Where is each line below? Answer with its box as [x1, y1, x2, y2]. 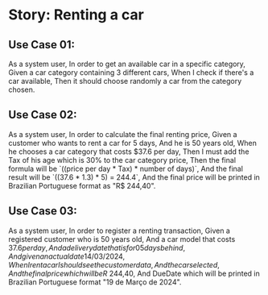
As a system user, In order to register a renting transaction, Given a [8, 226, 231, 235]
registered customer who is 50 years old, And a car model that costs [8, 234, 236, 243]
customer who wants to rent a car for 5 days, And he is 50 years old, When [8, 138, 258, 147]
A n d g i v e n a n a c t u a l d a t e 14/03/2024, [8, 251, 126, 261]
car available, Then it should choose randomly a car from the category [8, 77, 242, 85]
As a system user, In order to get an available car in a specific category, [8, 59, 245, 69]
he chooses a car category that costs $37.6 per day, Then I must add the [8, 147, 249, 156]
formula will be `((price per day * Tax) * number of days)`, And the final [8, 164, 244, 173]
